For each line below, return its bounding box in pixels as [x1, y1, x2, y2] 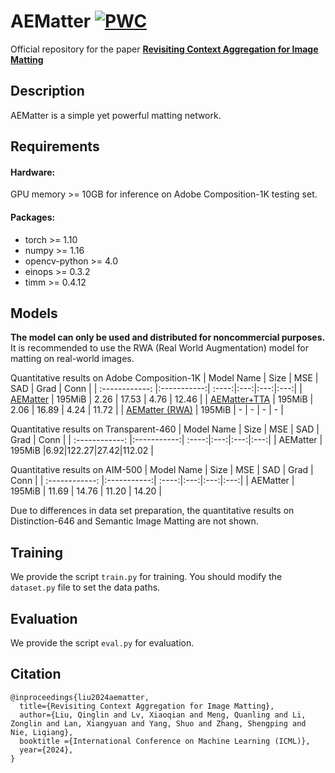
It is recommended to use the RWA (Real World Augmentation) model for [10, 342, 309, 354]
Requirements [10, 138, 100, 155]
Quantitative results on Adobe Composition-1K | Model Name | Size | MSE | [10, 372, 319, 384]
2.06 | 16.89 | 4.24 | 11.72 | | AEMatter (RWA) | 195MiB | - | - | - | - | [10, 404, 284, 416]
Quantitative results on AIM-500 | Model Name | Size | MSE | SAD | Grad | [10, 464, 314, 476]
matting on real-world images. [10, 353, 135, 365]
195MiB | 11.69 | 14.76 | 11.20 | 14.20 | [10, 485, 162, 497]
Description [10, 83, 85, 100]
